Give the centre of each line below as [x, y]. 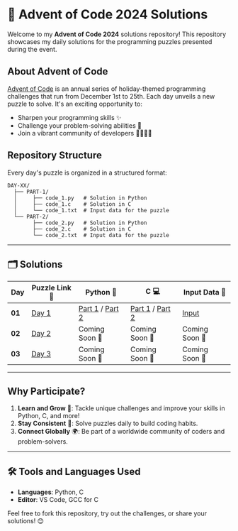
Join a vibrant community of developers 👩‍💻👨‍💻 [85, 133]
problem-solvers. [43, 442]
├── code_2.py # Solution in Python [90, 223]
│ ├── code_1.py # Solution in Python [80, 198]
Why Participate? [46, 391]
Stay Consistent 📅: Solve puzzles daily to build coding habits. [108, 423]
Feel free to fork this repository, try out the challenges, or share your [107, 513]
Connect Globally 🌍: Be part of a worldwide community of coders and [121, 432]
